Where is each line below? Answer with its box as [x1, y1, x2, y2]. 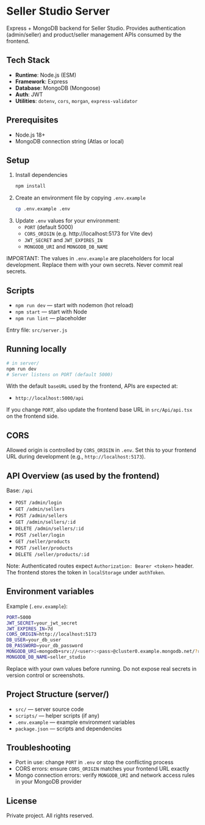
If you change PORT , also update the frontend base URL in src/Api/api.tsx [6, 406, 193, 413]
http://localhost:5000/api [15, 395, 84, 402]
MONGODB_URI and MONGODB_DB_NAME [24, 243, 109, 251]
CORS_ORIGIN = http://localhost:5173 [6, 631, 97, 638]
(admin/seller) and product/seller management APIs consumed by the [6, 30, 182, 38]
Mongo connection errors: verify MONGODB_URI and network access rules [15, 771, 195, 779]
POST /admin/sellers [15, 513, 68, 519]
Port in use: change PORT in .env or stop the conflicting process [15, 759, 174, 766]
